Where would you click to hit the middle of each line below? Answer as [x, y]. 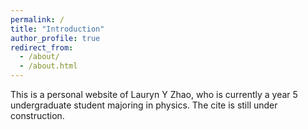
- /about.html [48, 66]
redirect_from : [42, 47]
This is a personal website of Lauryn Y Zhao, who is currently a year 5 [154, 94]
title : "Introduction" [57, 29]
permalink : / [37, 19]
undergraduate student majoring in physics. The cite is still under [144, 105]
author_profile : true [55, 38]
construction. [37, 115]
